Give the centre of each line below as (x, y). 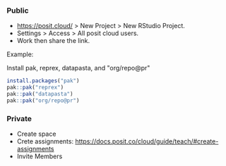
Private (19, 118)
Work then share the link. (53, 41)
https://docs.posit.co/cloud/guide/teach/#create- (147, 141)
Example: (20, 54)
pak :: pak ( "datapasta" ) (40, 94)
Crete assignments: (45, 141)
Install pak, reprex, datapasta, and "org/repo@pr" (78, 68)
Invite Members (40, 156)
